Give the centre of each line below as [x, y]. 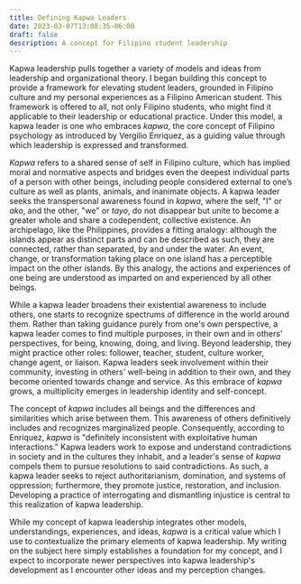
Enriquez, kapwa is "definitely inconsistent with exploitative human [133, 438]
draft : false [34, 34]
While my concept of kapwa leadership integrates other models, [128, 522]
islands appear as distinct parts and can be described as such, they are [142, 239]
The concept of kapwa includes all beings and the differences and [132, 409]
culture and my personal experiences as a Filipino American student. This [146, 97]
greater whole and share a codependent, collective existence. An [130, 220]
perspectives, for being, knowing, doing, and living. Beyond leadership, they [150, 343]
